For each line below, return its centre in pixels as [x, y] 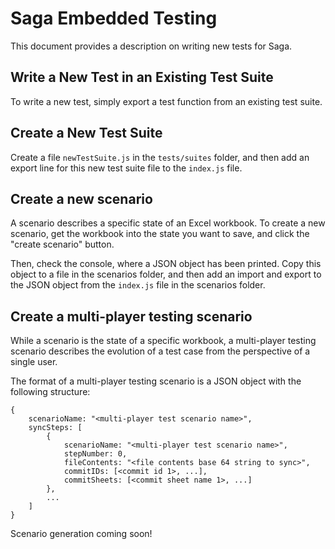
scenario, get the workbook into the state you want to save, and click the [160, 234]
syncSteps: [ [55, 428]
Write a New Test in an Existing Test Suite [142, 77]
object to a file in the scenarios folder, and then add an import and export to [166, 274]
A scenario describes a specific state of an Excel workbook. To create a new [168, 223]
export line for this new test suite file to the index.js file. [126, 168]
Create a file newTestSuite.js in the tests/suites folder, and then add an [160, 157]
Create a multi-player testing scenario [131, 316]
